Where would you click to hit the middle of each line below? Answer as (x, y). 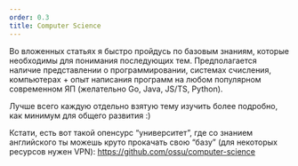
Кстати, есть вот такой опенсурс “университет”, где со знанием (131, 132)
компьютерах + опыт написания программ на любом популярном (135, 79)
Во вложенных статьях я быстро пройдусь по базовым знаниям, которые (149, 51)
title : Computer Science (55, 26)
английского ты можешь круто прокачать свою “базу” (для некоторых (144, 142)
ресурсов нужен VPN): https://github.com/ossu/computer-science (133, 151)
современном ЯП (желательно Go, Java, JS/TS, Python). (116, 89)
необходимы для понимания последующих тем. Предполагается (133, 60)
